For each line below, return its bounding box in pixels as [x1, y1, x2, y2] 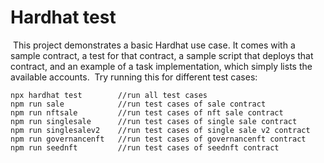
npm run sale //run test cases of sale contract [10, 99, 267, 109]
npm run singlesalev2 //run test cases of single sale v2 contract [10, 125, 311, 135]
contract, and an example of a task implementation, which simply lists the [10, 60, 313, 72]
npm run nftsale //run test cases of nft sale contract [10, 107, 284, 118]
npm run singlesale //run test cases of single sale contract [10, 116, 298, 126]
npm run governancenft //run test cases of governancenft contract [10, 134, 307, 144]
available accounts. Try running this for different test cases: [10, 71, 258, 83]
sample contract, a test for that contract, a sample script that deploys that [10, 49, 314, 61]
